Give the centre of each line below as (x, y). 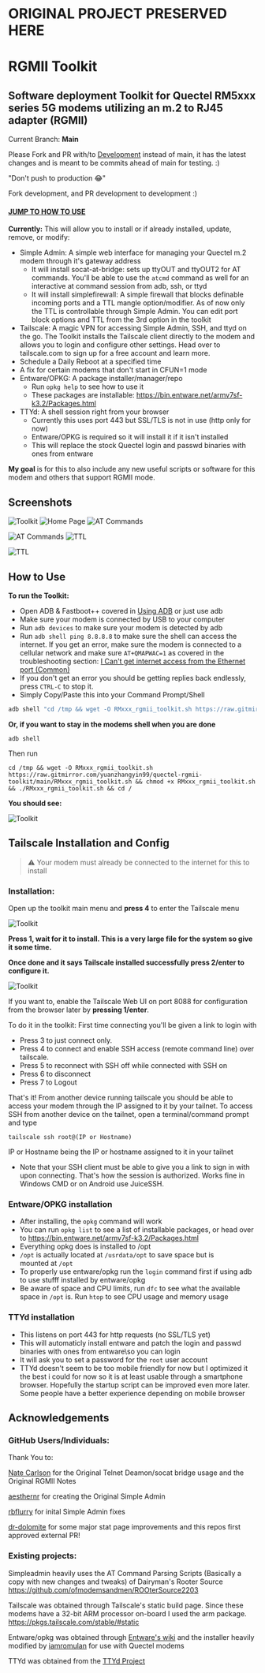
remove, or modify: (39, 237)
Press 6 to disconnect (55, 1074)
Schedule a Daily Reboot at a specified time (90, 362)
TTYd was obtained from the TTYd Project (77, 1660)
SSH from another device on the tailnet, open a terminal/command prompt (129, 1114)
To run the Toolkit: (39, 596)
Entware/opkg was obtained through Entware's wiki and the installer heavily (131, 1637)
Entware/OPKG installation (60, 1204)
